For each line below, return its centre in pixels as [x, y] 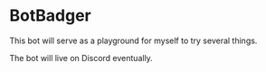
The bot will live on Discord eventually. [81, 58]
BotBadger [51, 16]
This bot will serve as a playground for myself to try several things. [133, 40]
